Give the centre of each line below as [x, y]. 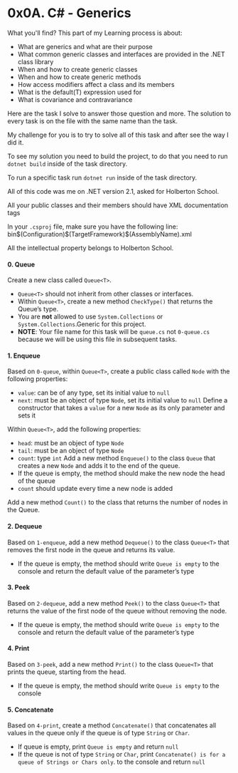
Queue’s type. [38, 309]
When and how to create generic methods [79, 77]
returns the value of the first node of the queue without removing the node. [117, 611]
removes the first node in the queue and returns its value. [91, 549]
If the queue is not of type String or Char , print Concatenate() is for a [121, 754]
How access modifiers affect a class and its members [96, 84]
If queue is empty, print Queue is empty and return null [98, 747]
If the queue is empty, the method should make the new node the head [121, 473]
